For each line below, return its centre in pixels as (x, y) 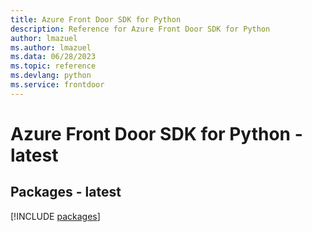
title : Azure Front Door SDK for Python (96, 19)
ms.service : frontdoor (57, 85)
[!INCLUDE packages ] (55, 216)
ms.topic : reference (53, 66)
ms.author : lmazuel (51, 47)
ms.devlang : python (51, 76)
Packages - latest (66, 192)
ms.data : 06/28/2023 (53, 57)
